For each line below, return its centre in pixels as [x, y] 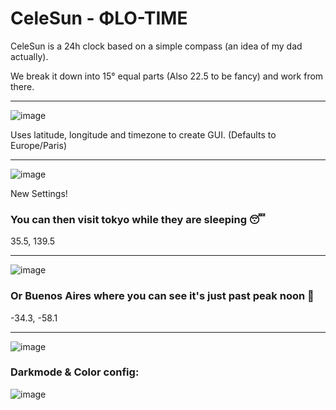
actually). [29, 56]
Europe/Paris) [39, 145]
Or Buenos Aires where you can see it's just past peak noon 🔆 [162, 296]
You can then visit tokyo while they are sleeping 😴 [138, 219]
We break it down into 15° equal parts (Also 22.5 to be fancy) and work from [167, 76]
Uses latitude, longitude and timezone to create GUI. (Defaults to [143, 134]
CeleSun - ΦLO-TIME [99, 18]
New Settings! [39, 193]
